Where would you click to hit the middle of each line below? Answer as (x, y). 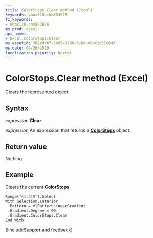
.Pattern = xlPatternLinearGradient (47, 206)
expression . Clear (24, 121)
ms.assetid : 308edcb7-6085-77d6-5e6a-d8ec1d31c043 (60, 43)
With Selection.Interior (32, 201)
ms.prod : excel (21, 29)
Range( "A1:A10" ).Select (31, 196)
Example (19, 175)
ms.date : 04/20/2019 (27, 48)
